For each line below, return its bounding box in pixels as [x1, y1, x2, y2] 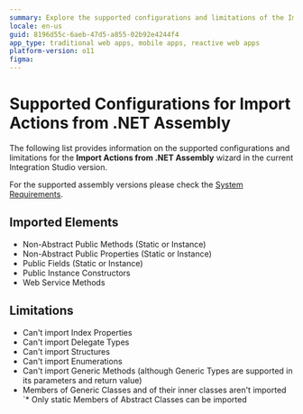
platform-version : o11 [9, 47, 95, 56]
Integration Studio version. [9, 161, 108, 172]
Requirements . [9, 188, 63, 199]
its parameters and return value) [22, 374, 142, 385]
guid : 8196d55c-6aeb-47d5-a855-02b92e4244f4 [9, 30, 179, 39]
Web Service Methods [22, 276, 106, 288]
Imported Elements [9, 215, 119, 230]
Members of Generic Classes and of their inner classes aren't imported [22, 384, 287, 395]
